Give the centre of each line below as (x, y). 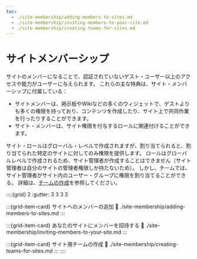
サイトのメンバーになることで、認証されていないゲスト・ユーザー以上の (94, 77)
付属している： (50, 91)
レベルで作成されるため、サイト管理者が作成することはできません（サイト (101, 160)
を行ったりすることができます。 (53, 119)
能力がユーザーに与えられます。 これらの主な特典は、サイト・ (97, 84)
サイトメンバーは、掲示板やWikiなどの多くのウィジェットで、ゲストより (102, 104)
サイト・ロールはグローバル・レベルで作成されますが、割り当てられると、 (96, 146)
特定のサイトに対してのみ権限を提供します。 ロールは (102, 153)
